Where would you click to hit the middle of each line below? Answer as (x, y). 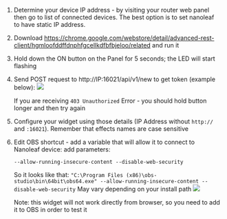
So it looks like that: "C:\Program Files (68, 175)
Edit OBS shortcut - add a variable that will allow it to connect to (104, 142)
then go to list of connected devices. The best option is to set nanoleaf (114, 17)
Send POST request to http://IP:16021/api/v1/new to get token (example (114, 79)
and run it (166, 45)
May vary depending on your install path (134, 189)
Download (28, 38)
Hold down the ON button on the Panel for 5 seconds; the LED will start (114, 59)
